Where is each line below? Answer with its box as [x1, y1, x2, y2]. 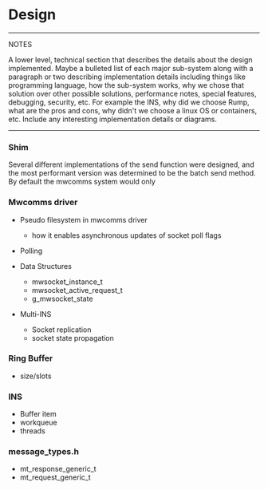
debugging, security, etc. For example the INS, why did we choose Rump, [8, 97, 250, 107]
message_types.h [8, 446, 80, 457]
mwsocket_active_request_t [31, 285, 124, 294]
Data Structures [19, 261, 72, 271]
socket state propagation [31, 333, 114, 342]
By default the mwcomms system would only [8, 177, 156, 187]
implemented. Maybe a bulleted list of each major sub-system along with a [8, 63, 254, 73]
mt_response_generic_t [19, 464, 97, 474]
